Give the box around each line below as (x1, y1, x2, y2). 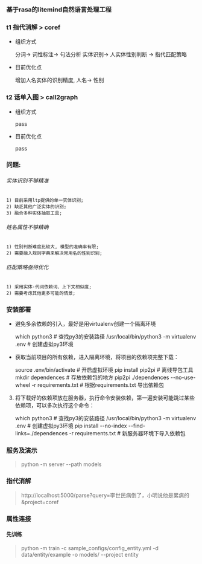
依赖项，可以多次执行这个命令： (14, 402, 95, 409)
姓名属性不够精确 (6, 224, 49, 231)
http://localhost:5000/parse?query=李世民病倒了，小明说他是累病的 (21, 491, 190, 499)
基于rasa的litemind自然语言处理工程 (6, 5, 112, 13)
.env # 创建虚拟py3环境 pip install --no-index (14, 422, 127, 430)
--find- (128, 422, 146, 430)
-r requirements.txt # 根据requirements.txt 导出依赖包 (31, 381, 165, 389)
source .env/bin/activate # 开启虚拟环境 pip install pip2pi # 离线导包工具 (14, 366, 194, 374)
